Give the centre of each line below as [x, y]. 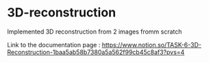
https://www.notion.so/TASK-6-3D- [152, 45]
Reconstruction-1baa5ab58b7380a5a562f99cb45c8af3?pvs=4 [96, 52]
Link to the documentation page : [54, 45]
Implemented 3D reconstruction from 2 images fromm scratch [95, 32]
